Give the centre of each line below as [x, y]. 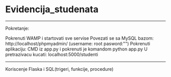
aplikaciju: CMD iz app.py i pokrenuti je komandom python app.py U [76, 49]
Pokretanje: [17, 28]
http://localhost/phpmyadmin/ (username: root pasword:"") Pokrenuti [78, 43]
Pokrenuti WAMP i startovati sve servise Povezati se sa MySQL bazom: [80, 38]
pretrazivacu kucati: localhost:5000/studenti [52, 54]
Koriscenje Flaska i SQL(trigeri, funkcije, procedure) [59, 69]
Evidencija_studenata [52, 9]
